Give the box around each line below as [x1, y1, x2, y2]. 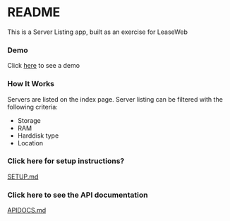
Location [17, 138, 44, 147]
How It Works [7, 79, 55, 89]
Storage [17, 116, 41, 124]
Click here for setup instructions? [7, 156, 125, 166]
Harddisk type [17, 131, 59, 140]
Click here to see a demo [7, 61, 80, 70]
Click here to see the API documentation [7, 190, 148, 200]
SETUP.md [7, 172, 39, 181]
